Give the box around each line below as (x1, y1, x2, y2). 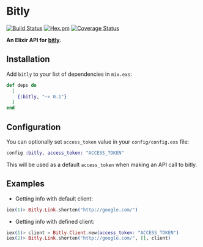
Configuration (6, 122, 61, 132)
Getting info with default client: (15, 194, 93, 202)
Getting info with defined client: (15, 218, 95, 225)
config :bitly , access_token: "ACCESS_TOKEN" (6, 150, 124, 156)
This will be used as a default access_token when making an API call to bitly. (6, 161, 197, 168)
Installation (6, 54, 50, 65)
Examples (6, 179, 45, 189)
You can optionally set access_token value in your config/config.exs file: (6, 138, 190, 145)
